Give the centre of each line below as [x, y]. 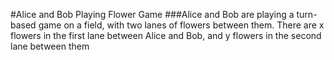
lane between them [50, 46]
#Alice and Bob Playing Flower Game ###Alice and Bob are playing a [152, 14]
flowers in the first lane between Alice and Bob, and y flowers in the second [166, 35]
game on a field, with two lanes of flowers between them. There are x [181, 25]
